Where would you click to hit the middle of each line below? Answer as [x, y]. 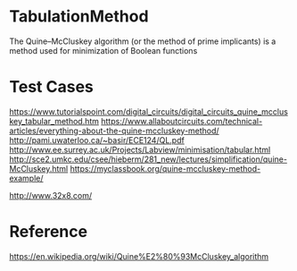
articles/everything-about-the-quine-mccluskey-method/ [115, 131]
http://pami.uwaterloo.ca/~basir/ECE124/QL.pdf [97, 140]
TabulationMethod [79, 17]
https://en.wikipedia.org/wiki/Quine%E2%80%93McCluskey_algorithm [139, 256]
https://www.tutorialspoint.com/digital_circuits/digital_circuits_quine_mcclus [148, 111]
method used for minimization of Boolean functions [103, 50]
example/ [26, 178]
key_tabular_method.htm [54, 121]
